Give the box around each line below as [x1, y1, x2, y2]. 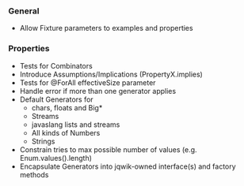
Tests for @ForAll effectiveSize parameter [19, 77, 156, 87]
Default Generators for [19, 95, 93, 104]
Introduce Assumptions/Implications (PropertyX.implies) [19, 69, 204, 79]
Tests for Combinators [19, 61, 93, 70]
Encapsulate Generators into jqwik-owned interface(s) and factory [19, 162, 236, 171]
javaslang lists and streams [31, 120, 120, 129]
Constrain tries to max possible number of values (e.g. [19, 144, 197, 154]
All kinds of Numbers [31, 128, 101, 137]
